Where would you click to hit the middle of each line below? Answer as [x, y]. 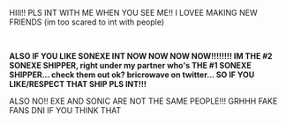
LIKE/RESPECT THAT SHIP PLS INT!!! [78, 84]
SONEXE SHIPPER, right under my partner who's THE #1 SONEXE [130, 65]
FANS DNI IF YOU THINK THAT [65, 110]
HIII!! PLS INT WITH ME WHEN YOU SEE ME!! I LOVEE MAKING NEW [133, 13]
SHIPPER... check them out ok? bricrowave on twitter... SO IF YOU [132, 75]
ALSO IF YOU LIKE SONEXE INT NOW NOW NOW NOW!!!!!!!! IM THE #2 [141, 56]
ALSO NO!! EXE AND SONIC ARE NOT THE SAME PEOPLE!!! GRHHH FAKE [143, 101]
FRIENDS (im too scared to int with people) [87, 22]
